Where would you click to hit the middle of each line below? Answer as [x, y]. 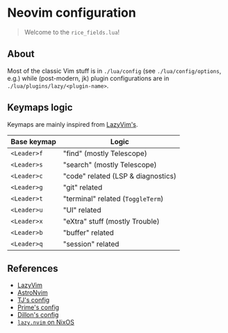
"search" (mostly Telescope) [110, 164]
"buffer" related [89, 233]
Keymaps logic [40, 108]
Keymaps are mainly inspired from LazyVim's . [73, 124]
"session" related [91, 244]
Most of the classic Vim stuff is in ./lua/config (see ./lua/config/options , [114, 70]
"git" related [83, 187]
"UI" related [82, 210]
